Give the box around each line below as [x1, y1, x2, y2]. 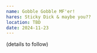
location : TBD [6, 19, 41, 25]
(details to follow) [6, 41, 48, 48]
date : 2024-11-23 [6, 24, 49, 31]
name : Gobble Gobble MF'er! [6, 8, 76, 15]
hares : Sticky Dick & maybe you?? [6, 14, 92, 20]
